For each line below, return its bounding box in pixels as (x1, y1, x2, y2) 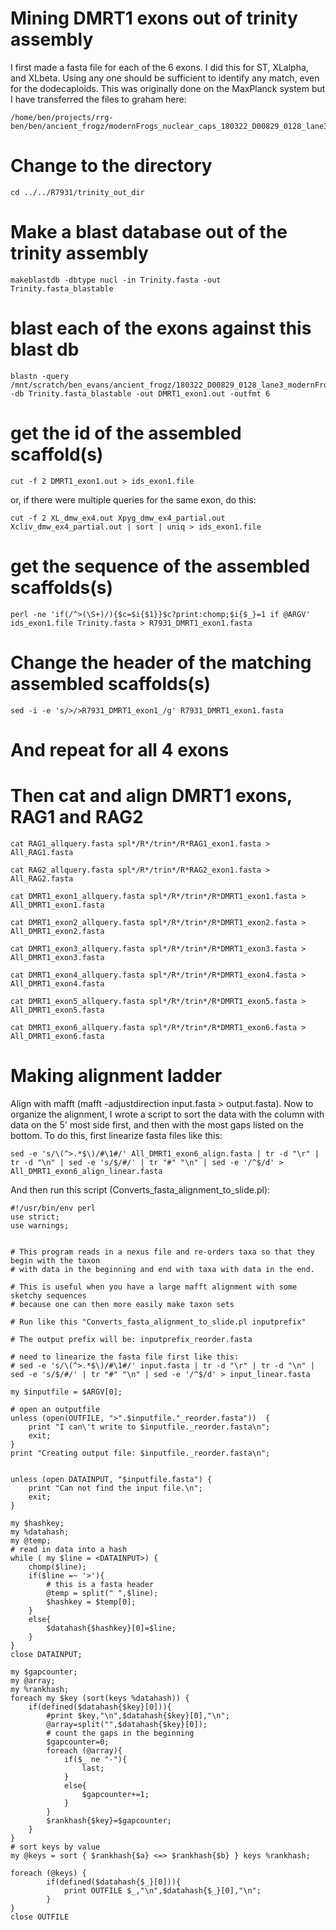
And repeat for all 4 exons (10, 738, 230, 761)
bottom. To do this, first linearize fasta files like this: (10, 1129, 223, 1141)
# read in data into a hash (10, 1544, 128, 1554)
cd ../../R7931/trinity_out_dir (10, 187, 145, 197)
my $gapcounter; (10, 1667, 78, 1677)
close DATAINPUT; (10, 1649, 83, 1659)
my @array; (10, 1675, 56, 1686)
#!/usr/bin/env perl (10, 1203, 97, 1213)
